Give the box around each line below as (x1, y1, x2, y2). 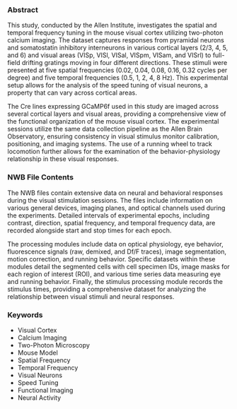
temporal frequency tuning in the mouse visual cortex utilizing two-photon (7, 28, 224, 37)
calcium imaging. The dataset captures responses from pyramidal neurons (7, 36, 224, 45)
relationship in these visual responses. (7, 155, 119, 163)
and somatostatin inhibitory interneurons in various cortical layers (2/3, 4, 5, (7, 44, 229, 52)
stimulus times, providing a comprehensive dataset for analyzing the (7, 285, 207, 293)
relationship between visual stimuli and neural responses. (7, 292, 175, 301)
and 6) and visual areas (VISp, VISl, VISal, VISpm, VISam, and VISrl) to (7, 51, 212, 59)
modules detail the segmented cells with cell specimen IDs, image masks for (7, 262, 230, 271)
